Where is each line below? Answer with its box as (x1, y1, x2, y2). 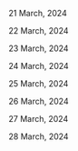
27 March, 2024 (8, 114, 69, 124)
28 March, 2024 (8, 131, 69, 142)
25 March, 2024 (8, 78, 69, 89)
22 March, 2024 (8, 25, 69, 35)
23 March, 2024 (8, 43, 69, 54)
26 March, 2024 (8, 96, 69, 106)
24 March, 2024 (8, 61, 69, 71)
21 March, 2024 (8, 8, 67, 18)
